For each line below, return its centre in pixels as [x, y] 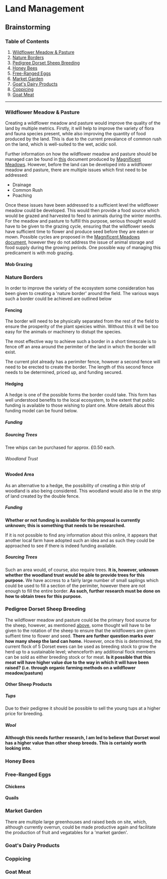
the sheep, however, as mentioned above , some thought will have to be [78, 625]
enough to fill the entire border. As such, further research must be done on [83, 591]
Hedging [14, 384]
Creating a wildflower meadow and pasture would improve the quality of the [83, 123]
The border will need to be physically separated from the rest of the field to [82, 321]
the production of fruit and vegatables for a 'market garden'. [67, 832]
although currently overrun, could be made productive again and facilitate [81, 827]
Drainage [22, 185]
